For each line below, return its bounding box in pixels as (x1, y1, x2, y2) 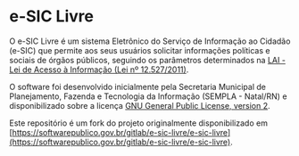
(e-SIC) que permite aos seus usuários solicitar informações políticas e (9, 45, 270, 55)
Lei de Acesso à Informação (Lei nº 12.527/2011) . (9, 64, 189, 75)
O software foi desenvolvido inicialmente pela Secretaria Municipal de (9, 81, 266, 92)
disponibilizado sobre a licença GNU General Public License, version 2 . (9, 100, 270, 111)
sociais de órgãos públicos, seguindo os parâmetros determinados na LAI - (9, 54, 286, 65)
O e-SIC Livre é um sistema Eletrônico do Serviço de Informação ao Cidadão (9, 36, 291, 46)
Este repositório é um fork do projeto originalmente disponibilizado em (9, 118, 268, 128)
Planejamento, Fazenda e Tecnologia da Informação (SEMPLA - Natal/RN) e (9, 91, 287, 102)
